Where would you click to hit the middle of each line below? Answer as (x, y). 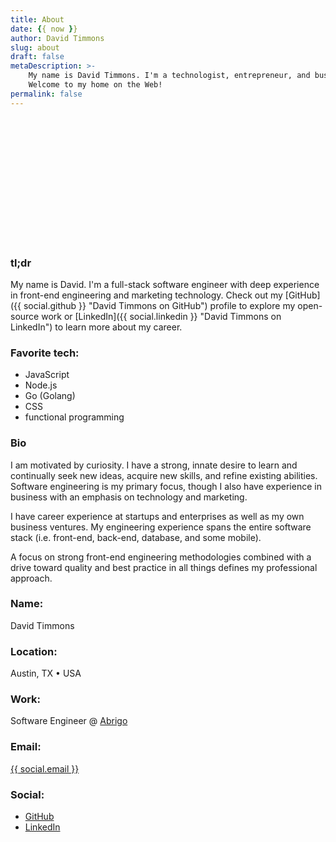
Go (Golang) (50, 396)
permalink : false (46, 94)
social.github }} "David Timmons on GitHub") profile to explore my (159, 305)
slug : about (35, 47)
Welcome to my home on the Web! (95, 85)
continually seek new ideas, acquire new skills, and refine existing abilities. (164, 475)
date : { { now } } (44, 29)
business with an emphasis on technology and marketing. (129, 497)
